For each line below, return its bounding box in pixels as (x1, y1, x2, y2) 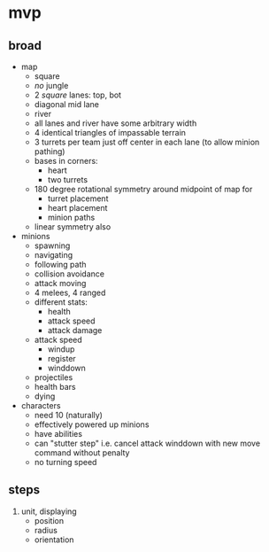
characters (20, 400, 61, 410)
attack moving (34, 278, 87, 288)
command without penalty (34, 447, 130, 458)
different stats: (34, 297, 88, 307)
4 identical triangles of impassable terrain (34, 128, 187, 137)
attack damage (47, 325, 103, 335)
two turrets (47, 175, 88, 184)
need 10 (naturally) (34, 410, 104, 420)
